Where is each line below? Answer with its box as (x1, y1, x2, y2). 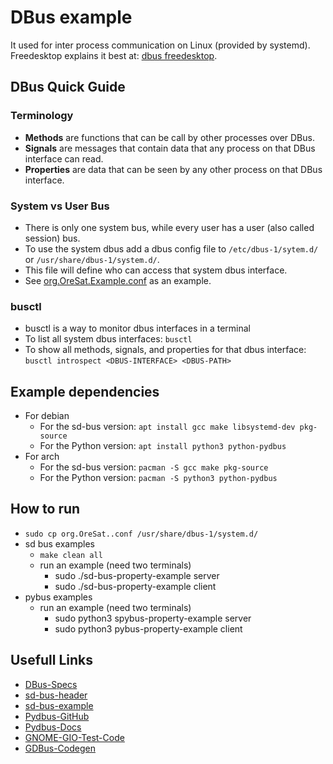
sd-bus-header (24, 689, 88, 701)
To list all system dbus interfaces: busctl (24, 333, 193, 345)
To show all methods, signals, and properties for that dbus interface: (24, 344, 307, 356)
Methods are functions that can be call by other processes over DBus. (24, 131, 315, 143)
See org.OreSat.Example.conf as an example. (24, 274, 212, 286)
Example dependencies (10, 383, 160, 400)
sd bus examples (24, 537, 96, 550)
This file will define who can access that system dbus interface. (24, 264, 288, 276)
